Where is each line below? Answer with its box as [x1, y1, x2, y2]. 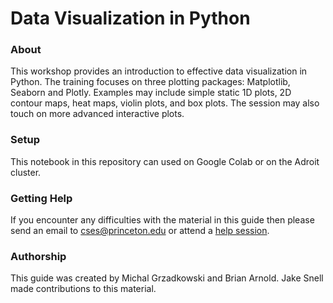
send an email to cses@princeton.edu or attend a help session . [10, 225, 270, 237]
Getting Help [10, 191, 73, 205]
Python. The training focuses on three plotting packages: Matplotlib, [10, 76, 291, 88]
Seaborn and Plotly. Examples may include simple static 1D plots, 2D [10, 87, 292, 99]
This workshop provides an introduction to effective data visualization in [10, 65, 308, 77]
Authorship [10, 250, 67, 263]
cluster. [10, 166, 42, 178]
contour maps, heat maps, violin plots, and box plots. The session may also [10, 97, 320, 109]
